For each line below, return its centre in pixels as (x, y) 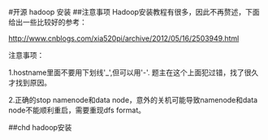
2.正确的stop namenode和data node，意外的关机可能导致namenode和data (133, 100)
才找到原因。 (30, 83)
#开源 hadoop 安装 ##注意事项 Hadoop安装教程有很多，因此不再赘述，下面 (134, 12)
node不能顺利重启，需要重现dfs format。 (77, 110)
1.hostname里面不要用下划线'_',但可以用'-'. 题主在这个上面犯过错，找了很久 (134, 72)
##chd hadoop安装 (40, 127)
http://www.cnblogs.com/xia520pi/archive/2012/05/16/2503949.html (124, 38)
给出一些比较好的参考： (48, 22)
